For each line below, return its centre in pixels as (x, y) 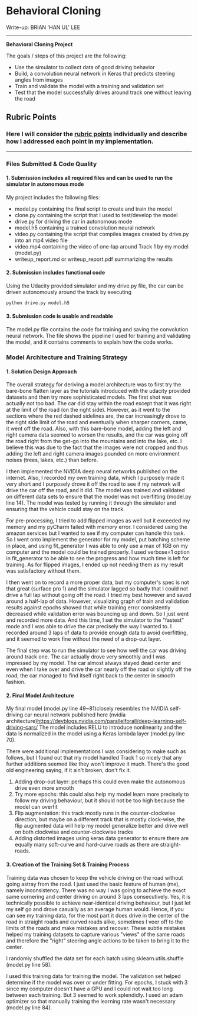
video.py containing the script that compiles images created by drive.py (102, 234)
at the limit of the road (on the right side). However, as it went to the (88, 410)
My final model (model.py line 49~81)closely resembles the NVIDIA (88, 709)
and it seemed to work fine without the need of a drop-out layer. (84, 639)
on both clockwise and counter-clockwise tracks (74, 832)
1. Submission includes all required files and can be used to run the (89, 178)
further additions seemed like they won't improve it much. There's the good (98, 764)
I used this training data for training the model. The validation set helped (93, 976)
